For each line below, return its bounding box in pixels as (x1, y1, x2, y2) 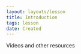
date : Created (6, 25, 42, 32)
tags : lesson (6, 20, 39, 26)
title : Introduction (6, 14, 58, 20)
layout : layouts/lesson (6, 8, 66, 15)
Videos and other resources (6, 42, 75, 49)
